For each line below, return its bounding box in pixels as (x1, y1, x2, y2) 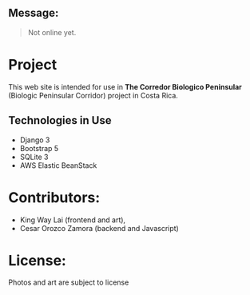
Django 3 (19, 135, 50, 145)
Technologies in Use (8, 114, 112, 127)
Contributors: (8, 188, 101, 206)
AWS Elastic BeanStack (19, 160, 97, 170)
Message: (8, 6, 59, 20)
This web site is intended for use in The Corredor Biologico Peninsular (8, 82, 242, 91)
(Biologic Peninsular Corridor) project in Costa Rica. (8, 90, 178, 100)
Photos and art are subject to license (8, 277, 129, 287)
